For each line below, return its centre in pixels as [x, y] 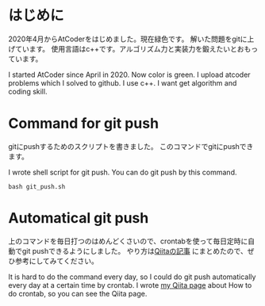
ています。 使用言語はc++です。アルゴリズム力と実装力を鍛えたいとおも [133, 48]
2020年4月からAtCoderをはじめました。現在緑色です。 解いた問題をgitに [128, 39]
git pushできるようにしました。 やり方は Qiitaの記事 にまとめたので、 [135, 251]
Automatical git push [79, 218]
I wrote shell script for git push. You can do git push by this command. [123, 172]
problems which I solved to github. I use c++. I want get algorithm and [123, 82]
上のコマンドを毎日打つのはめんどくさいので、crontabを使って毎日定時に [128, 241]
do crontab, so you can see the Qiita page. [78, 293]
